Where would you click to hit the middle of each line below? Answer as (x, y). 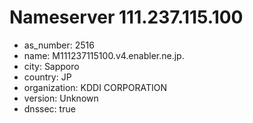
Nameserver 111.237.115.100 (126, 17)
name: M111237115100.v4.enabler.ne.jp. (104, 55)
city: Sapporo (51, 66)
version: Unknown (61, 98)
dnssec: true (49, 108)
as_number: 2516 (59, 45)
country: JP (47, 77)
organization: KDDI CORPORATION (95, 87)
